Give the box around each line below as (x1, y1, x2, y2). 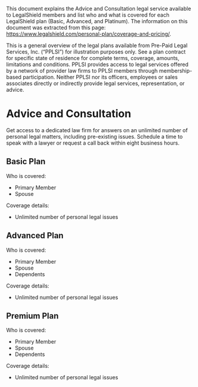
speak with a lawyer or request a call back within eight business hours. (6, 139, 180, 146)
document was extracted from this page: (6, 24, 106, 31)
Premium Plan (6, 311, 59, 321)
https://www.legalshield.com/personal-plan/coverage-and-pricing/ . (6, 30, 171, 38)
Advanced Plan (6, 230, 64, 241)
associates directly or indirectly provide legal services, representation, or (6, 80, 185, 87)
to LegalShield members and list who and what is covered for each (6, 11, 169, 18)
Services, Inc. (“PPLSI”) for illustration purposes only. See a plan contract (6, 48, 186, 55)
